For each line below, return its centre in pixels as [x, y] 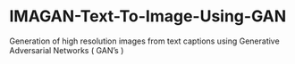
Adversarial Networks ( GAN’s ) [67, 50]
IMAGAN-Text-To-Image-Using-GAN [148, 16]
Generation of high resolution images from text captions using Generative [144, 41]
